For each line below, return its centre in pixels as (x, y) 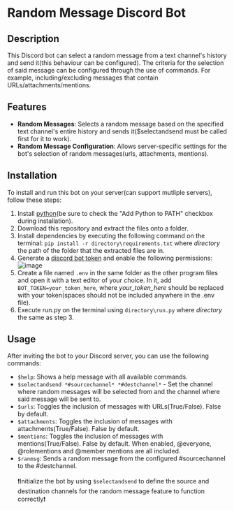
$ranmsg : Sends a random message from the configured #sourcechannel (121, 458)
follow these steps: (34, 200)
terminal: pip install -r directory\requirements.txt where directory (118, 243)
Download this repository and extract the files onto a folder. (103, 228)
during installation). (45, 221)
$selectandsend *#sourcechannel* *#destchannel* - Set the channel (115, 384)
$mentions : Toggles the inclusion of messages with (90, 436)
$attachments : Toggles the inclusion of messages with (95, 421)
